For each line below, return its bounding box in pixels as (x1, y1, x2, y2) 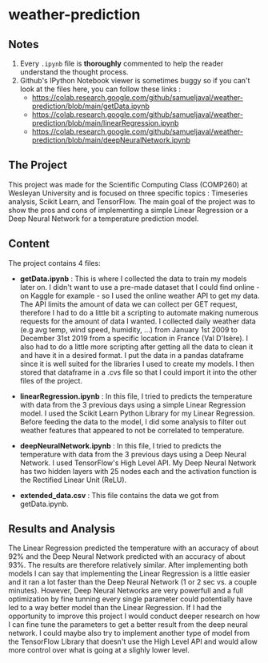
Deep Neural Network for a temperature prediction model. (8, 214, 199, 223)
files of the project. (19, 376, 82, 385)
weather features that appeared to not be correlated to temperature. (19, 425, 245, 435)
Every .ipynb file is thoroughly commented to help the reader (19, 58, 224, 68)
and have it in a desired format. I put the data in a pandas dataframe (19, 350, 244, 360)
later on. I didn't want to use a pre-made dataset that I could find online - (19, 282, 260, 291)
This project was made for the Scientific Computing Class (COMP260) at (8, 179, 248, 189)
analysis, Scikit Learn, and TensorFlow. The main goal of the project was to (8, 196, 256, 206)
